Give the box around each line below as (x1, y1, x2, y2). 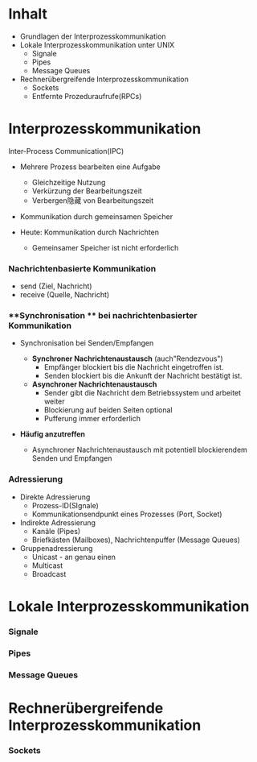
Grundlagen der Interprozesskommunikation (19, 31, 166, 41)
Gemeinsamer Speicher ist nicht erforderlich (31, 242, 179, 252)
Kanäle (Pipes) (31, 526, 81, 536)
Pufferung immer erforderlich (43, 414, 141, 424)
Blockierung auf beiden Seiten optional (43, 405, 173, 415)
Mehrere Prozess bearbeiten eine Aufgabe (19, 162, 161, 172)
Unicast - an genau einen (31, 552, 116, 561)
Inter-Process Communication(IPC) (8, 146, 124, 155)
